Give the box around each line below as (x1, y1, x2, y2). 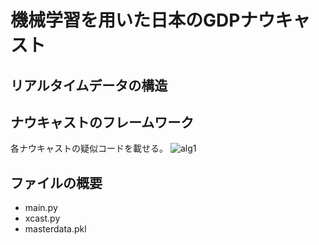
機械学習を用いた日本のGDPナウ (10, 9, 276, 32)
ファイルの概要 (10, 174, 103, 191)
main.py (24, 202, 58, 214)
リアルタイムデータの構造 (10, 77, 168, 94)
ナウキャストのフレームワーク (10, 114, 195, 131)
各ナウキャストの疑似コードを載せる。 (10, 142, 168, 155)
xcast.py (24, 212, 61, 225)
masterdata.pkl (24, 223, 87, 235)
